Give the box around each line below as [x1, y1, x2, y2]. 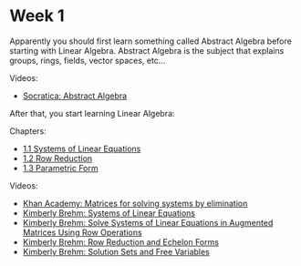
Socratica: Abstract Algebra [22, 90, 128, 101]
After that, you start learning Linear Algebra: [9, 107, 175, 118]
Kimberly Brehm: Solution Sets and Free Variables [22, 246, 210, 257]
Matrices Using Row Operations [22, 227, 143, 238]
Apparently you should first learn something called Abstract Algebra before [9, 36, 292, 46]
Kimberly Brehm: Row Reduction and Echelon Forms [22, 236, 219, 247]
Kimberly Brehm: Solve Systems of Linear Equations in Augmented [22, 217, 274, 228]
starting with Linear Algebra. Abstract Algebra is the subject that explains [9, 45, 285, 56]
